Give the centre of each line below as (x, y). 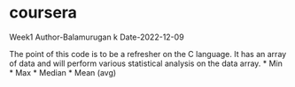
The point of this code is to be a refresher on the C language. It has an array (148, 54)
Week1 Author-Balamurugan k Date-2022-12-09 (97, 37)
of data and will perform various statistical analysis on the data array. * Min (146, 63)
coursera (43, 13)
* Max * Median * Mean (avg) (63, 72)
